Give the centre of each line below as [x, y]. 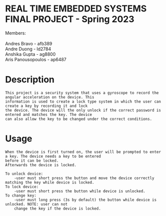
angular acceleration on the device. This [50, 97]
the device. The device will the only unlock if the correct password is [83, 110]
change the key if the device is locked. [57, 209]
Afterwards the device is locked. [41, 165]
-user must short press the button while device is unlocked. [80, 191]
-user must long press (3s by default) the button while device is [85, 200]
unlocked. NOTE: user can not [37, 204]
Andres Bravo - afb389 [29, 43]
